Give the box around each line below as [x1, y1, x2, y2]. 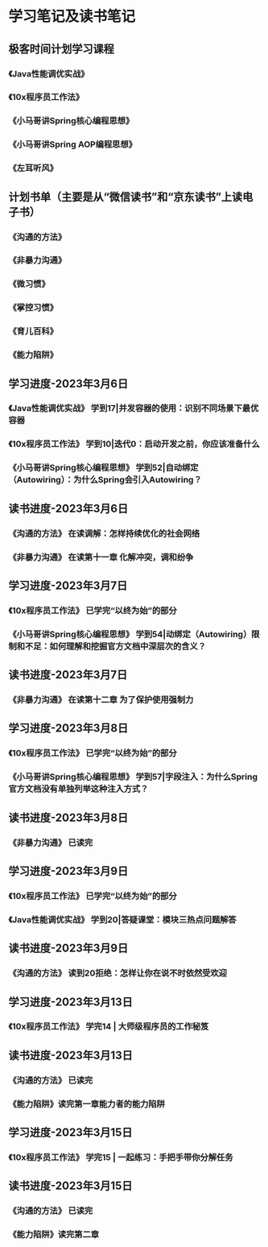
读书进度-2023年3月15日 [8, 1179, 133, 1193]
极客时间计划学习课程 [8, 42, 114, 56]
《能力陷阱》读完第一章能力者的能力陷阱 [8, 1098, 165, 1109]
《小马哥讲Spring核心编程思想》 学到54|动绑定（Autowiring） [8, 628, 252, 640]
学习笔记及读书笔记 [8, 7, 136, 26]
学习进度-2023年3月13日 [8, 995, 133, 1009]
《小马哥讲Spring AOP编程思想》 [8, 139, 137, 150]
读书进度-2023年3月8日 [8, 810, 129, 824]
